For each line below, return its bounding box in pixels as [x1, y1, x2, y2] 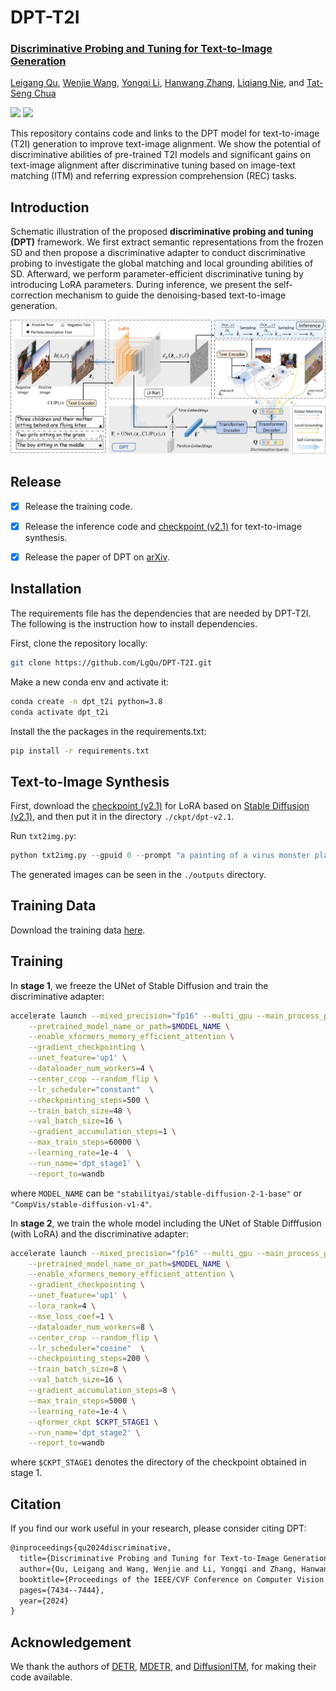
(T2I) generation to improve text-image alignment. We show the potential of [10, 138, 322, 150]
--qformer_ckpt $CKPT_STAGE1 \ [28, 1417, 159, 1427]
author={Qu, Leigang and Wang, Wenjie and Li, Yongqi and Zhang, [19, 1564, 298, 1574]
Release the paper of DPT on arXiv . [24, 551, 170, 563]
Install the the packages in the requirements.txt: [10, 725, 207, 737]
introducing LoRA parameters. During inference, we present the [10, 279, 272, 291]
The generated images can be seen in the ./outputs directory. [10, 869, 267, 881]
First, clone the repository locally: [10, 637, 148, 649]
